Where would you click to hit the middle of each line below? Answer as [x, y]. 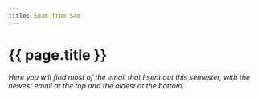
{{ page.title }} [58, 55]
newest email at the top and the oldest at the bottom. [96, 85]
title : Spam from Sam [45, 16]
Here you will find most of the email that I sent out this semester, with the [129, 77]
